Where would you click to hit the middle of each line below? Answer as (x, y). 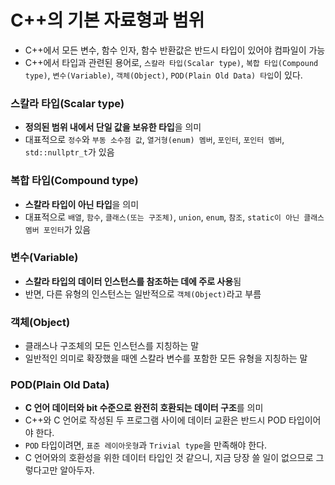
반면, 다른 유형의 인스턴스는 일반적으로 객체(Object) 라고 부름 (143, 293)
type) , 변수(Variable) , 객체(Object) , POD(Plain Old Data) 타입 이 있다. (163, 75)
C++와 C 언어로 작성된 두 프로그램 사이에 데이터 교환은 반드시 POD (155, 420)
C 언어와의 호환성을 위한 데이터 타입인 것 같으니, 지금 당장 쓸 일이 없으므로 (169, 458)
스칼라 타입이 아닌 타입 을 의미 (82, 204)
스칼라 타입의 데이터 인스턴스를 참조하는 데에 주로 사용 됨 (133, 281)
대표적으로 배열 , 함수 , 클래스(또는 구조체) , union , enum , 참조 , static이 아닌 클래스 (174, 217)
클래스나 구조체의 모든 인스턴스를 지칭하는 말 (112, 346)
